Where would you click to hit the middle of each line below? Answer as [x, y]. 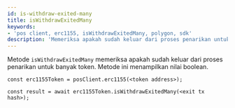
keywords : [22, 26]
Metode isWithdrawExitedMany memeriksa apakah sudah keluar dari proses [115, 59]
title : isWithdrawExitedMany [50, 20]
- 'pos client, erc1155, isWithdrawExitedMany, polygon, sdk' [100, 33]
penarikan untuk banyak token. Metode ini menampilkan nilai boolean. [108, 67]
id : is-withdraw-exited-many [50, 14]
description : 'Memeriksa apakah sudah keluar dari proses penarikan [109, 40]
